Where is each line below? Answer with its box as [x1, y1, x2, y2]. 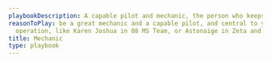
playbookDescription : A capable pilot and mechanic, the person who [8, 11, 244, 20]
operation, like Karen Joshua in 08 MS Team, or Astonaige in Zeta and [15, 27, 262, 35]
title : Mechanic [8, 34, 63, 43]
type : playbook [8, 42, 60, 50]
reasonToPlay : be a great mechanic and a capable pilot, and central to [8, 19, 258, 27]
